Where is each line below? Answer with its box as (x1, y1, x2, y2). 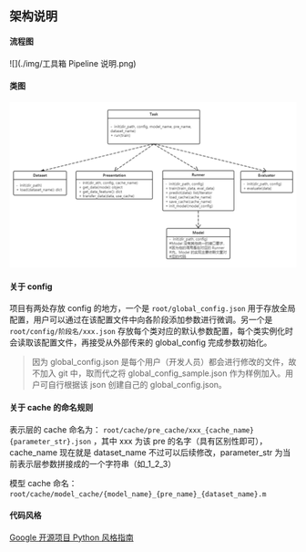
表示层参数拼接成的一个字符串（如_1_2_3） (16, 458, 176, 469)
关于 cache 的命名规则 (9, 401, 94, 412)
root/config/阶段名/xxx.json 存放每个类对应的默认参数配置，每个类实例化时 (9, 326, 293, 337)
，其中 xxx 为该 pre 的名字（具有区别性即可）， (93, 435, 268, 446)
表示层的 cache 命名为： (9, 423, 102, 435)
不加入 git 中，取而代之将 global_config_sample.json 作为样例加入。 (31, 368, 286, 379)
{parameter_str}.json (9, 437, 92, 446)
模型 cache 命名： (9, 477, 77, 488)
